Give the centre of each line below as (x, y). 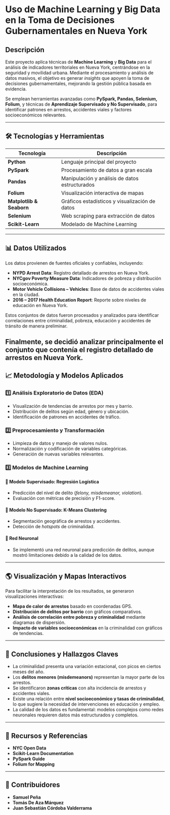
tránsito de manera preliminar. (36, 326)
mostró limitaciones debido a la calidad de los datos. (67, 555)
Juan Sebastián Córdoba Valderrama (52, 808)
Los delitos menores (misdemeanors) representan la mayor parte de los (89, 677)
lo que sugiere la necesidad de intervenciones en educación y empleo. (86, 704)
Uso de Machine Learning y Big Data (83, 9)
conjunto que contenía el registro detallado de (79, 350)
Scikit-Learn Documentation (43, 753)
